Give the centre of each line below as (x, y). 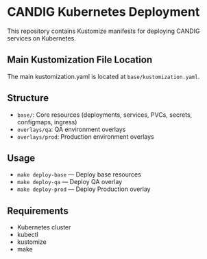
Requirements (38, 211)
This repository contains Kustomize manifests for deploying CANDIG (103, 31)
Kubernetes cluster (44, 227)
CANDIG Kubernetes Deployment (103, 12)
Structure (28, 98)
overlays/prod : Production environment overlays (85, 136)
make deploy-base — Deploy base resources (79, 174)
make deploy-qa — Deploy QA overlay (70, 182)
